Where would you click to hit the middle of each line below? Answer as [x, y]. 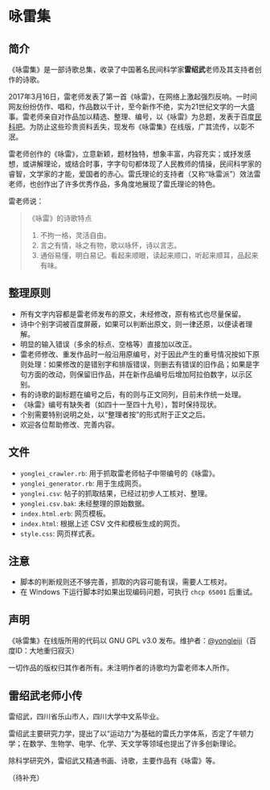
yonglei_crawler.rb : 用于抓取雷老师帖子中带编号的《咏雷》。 [119, 473]
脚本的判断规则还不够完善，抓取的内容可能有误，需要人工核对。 [125, 582]
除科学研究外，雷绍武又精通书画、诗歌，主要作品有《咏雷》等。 [114, 761]
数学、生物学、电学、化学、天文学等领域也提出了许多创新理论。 [135, 743]
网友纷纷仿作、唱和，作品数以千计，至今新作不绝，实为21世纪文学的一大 [128, 106]
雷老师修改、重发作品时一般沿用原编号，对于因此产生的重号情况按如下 [136, 354]
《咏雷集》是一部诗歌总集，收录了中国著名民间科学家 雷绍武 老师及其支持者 [131, 70]
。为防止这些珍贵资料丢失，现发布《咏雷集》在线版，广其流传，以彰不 [139, 127]
